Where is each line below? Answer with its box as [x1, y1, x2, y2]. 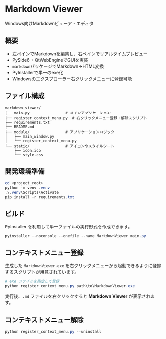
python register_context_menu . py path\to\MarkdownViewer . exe [5, 284, 135, 289]
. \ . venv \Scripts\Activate [5, 190, 59, 195]
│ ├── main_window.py [5, 134, 55, 139]
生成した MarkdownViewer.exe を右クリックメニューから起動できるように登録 [5, 263, 161, 269]
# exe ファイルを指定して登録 [5, 279, 60, 284]
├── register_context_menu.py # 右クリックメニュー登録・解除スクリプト [5, 115, 147, 120]
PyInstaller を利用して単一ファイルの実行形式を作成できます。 [5, 224, 133, 229]
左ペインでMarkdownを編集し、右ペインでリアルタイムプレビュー [12, 51, 148, 57]
